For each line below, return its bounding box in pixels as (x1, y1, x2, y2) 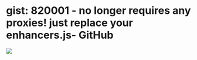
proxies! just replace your (6, 16, 133, 29)
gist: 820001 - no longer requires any (6, 4, 191, 17)
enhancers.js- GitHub (6, 29, 114, 42)
